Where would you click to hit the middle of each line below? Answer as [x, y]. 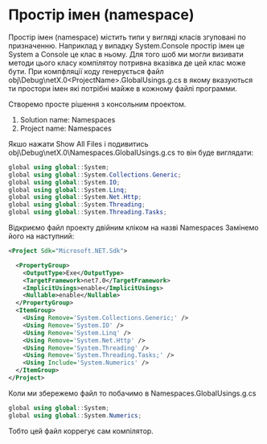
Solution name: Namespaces [68, 119]
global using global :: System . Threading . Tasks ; [88, 212]
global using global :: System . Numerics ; [75, 415]
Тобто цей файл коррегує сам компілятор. [81, 431]
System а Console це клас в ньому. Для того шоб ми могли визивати [126, 54]
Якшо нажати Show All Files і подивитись [78, 143]
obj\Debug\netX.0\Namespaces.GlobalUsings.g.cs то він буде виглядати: [131, 152]
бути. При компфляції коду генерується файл [86, 71]
